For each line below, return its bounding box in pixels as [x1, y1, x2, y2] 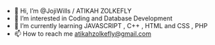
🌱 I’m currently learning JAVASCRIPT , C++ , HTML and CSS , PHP [13, 22, 208, 30]
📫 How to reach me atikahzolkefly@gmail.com [13, 30, 152, 38]
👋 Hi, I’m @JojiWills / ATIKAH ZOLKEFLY [13, 7, 132, 15]
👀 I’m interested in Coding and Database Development [13, 14, 172, 22]
